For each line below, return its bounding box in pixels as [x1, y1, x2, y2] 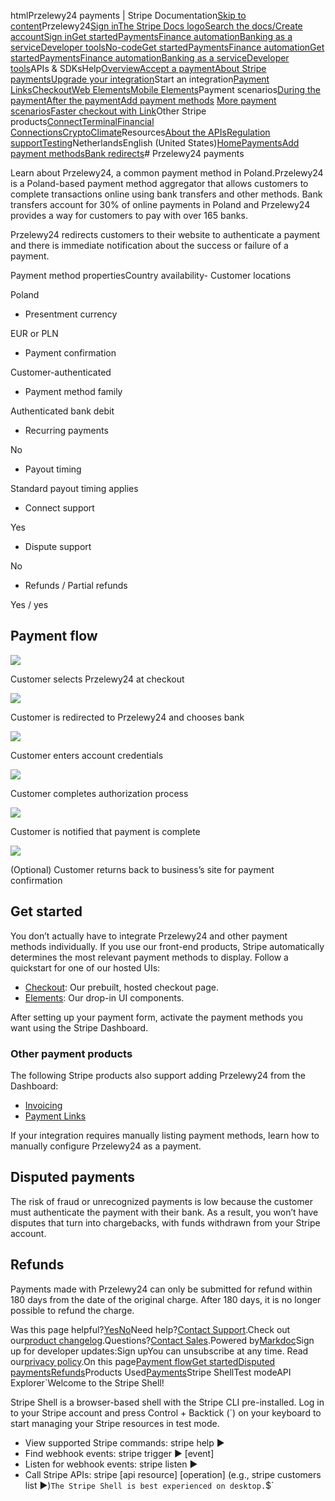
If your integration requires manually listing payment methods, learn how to [10, 1129, 320, 1141]
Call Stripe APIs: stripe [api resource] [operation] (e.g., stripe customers [24, 1468, 322, 1480]
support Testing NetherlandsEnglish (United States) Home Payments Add [10, 137, 300, 149]
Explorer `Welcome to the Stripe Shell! [10, 1376, 165, 1389]
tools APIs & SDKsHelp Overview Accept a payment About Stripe [10, 63, 267, 74]
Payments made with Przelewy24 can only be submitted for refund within [10, 1283, 313, 1295]
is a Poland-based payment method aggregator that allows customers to [10, 178, 309, 189]
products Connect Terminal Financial [10, 116, 155, 127]
